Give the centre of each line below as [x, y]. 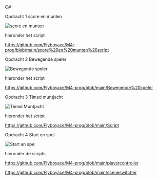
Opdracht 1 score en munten [34, 16]
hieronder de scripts [25, 153]
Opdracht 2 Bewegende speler [36, 59]
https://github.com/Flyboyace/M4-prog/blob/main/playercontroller [72, 163]
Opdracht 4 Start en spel [30, 135]
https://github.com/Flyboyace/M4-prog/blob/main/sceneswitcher [71, 172]
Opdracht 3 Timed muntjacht [34, 97]
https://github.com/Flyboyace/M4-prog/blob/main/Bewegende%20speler [79, 88]
